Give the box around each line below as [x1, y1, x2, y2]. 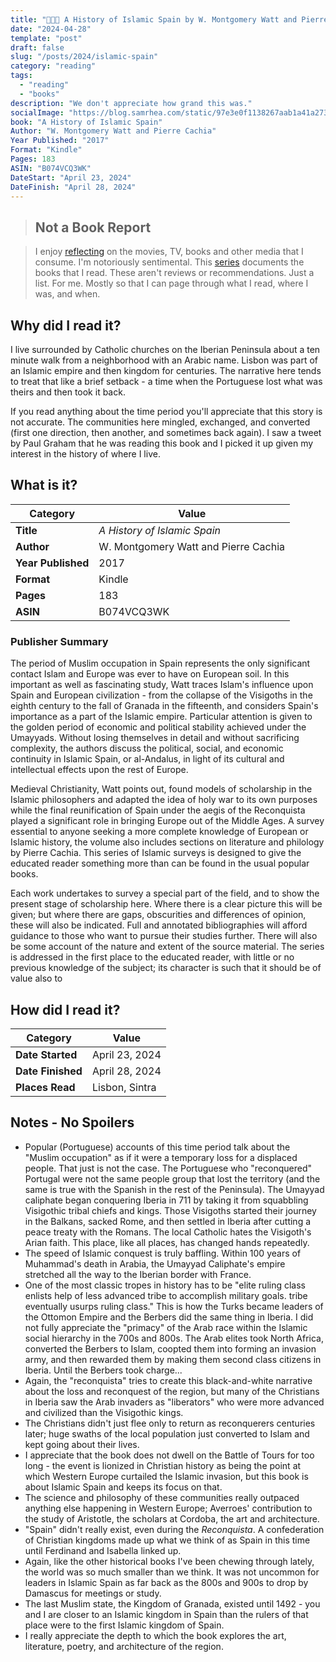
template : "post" [10, 33, 83, 43]
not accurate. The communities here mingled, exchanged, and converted [10, 416, 311, 428]
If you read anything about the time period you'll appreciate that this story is [10, 406, 323, 417]
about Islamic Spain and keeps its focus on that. [24, 1481, 223, 1493]
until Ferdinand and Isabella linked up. [24, 1544, 182, 1556]
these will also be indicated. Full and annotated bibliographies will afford [10, 919, 308, 931]
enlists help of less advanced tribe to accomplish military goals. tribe [24, 1289, 308, 1301]
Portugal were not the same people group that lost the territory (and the [24, 1172, 321, 1185]
